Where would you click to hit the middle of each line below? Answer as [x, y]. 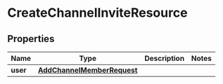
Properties [31, 39]
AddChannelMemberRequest [88, 70]
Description [164, 58]
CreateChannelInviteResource [97, 13]
